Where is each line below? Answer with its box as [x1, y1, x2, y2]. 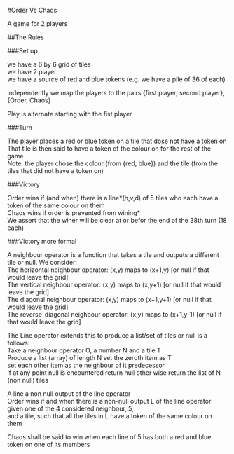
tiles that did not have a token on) [7, 167, 104, 174]
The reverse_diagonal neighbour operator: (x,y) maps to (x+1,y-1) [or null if [7, 310, 222, 318]
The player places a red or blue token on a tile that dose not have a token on [7, 137, 227, 145]
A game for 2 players [7, 20, 68, 27]
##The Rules [7, 33, 44, 41]
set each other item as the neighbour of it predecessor [7, 361, 165, 369]
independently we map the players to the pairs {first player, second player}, [7, 89, 226, 97]
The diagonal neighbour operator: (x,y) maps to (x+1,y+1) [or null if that [7, 296, 212, 303]
